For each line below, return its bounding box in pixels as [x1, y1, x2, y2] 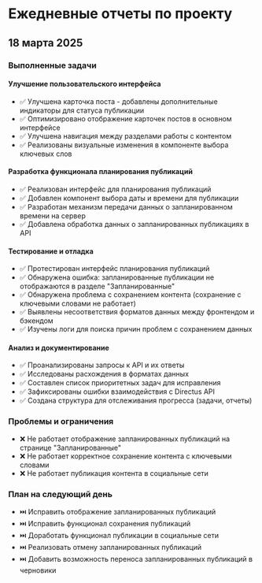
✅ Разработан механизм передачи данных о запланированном [19, 202, 234, 211]
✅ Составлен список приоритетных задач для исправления [19, 378, 222, 388]
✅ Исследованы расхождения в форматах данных [19, 369, 190, 379]
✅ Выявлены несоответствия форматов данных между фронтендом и [19, 307, 255, 317]
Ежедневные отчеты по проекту [8, 5, 233, 23]
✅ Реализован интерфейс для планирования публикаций [19, 184, 212, 194]
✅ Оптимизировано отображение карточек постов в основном [19, 113, 232, 123]
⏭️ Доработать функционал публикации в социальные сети [19, 530, 219, 540]
